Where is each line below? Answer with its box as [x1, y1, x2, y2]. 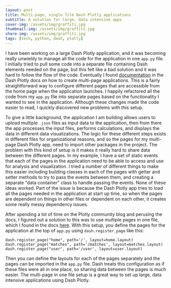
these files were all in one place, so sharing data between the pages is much [5, 266, 166, 272]
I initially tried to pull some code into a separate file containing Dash [5, 61, 148, 67]
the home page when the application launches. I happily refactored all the [5, 88, 160, 94]
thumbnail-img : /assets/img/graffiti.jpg [5, 27, 95, 32]
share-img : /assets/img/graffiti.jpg [5, 31, 86, 36]
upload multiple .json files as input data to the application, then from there [5, 120, 162, 126]
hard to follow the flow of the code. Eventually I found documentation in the [5, 72, 164, 78]
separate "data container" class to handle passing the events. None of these [5, 180, 166, 186]
